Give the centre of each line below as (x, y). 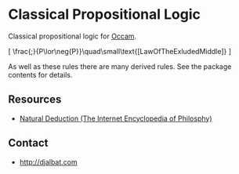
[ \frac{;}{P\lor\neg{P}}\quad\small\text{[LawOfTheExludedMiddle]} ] (120, 51)
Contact (28, 143)
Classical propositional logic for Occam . (72, 36)
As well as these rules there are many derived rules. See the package (120, 66)
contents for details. (40, 74)
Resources (35, 100)
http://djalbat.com (48, 161)
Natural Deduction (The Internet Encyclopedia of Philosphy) (116, 118)
